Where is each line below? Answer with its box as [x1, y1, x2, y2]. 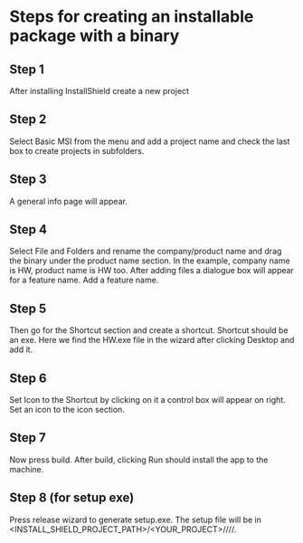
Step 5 [9, 300, 47, 316]
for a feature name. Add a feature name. [9, 274, 159, 286]
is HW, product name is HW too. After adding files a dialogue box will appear [9, 265, 294, 276]
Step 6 [9, 370, 47, 386]
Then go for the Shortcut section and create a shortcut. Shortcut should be [9, 325, 289, 336]
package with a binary [9, 25, 180, 46]
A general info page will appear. [9, 195, 128, 206]
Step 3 [9, 172, 47, 187]
